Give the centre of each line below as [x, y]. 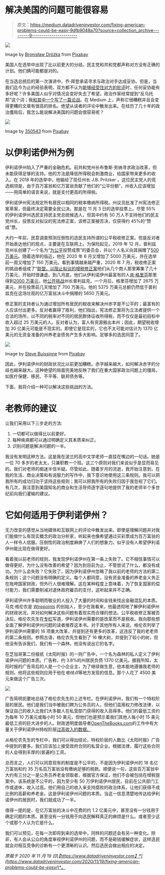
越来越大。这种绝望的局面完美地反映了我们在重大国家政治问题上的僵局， [87, 370]
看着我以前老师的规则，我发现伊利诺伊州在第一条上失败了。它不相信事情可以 [82, 559]
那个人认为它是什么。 [35, 822]
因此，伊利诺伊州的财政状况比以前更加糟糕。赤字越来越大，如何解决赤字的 [80, 364]
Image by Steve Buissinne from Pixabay [45, 354]
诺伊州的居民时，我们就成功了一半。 [42, 799]
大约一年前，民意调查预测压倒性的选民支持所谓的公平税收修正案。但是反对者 [82, 238]
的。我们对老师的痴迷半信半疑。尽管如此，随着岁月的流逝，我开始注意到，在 [82, 469]
